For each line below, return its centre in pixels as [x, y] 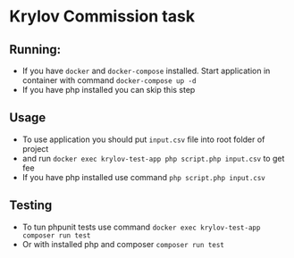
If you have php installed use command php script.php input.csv [144, 177]
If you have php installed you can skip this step [109, 90]
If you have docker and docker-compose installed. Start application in [146, 71]
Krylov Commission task [102, 17]
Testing [31, 206]
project [35, 148]
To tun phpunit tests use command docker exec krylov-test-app [141, 227]
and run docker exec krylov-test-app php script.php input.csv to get [153, 158]
